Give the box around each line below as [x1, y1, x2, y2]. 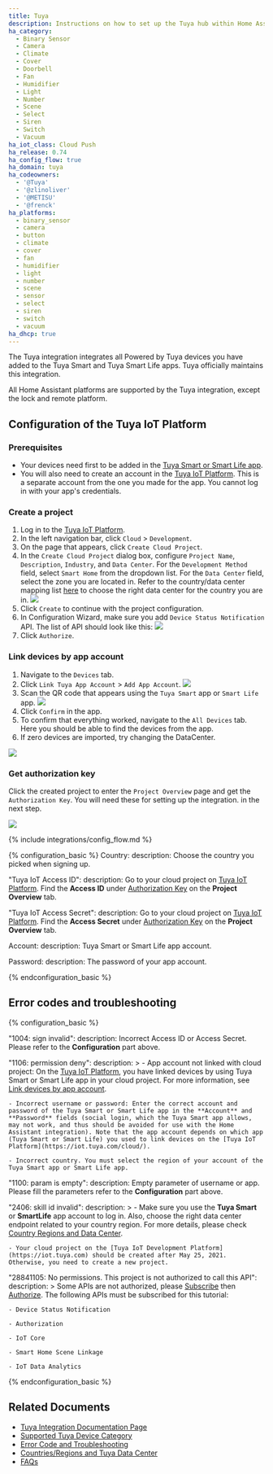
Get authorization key [8, 768, 96, 779]
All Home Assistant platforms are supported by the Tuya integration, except [8, 385, 261, 395]
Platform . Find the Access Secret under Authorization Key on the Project [8, 916, 253, 926]
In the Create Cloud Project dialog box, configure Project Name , [19, 551, 236, 561]
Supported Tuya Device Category [19, 1430, 132, 1441]
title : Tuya [8, 11, 49, 20]
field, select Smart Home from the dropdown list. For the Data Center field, [19, 568, 264, 578]
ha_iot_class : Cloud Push [8, 140, 96, 149]
